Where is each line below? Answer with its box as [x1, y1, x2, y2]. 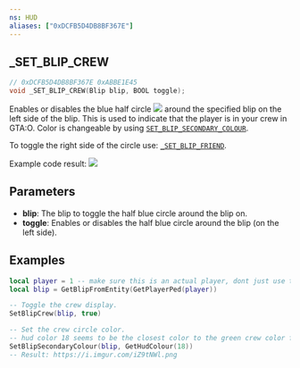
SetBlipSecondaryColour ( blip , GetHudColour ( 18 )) [9, 341, 194, 351]
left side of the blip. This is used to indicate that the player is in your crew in [9, 113, 287, 124]
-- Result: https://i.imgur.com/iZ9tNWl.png [9, 350, 178, 359]
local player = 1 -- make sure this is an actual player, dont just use [9, 276, 286, 286]
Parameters [9, 184, 76, 199]
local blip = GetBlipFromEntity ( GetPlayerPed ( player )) [9, 285, 218, 294]
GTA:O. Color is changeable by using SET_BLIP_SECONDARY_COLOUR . [9, 122, 249, 134]
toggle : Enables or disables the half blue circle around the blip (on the [21, 217, 279, 228]
